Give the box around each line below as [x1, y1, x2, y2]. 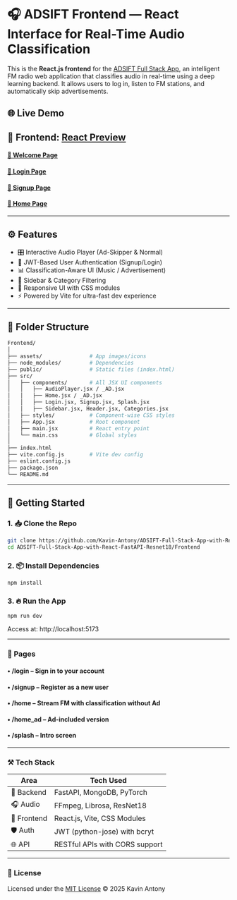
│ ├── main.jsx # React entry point [7, 425, 150, 432]
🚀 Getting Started [7, 497, 85, 509]
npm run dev [7, 612, 42, 619]
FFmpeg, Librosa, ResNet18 [54, 801, 147, 810]
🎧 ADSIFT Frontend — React [7, 6, 179, 23]
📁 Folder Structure [7, 321, 90, 333]
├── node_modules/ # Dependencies [7, 359, 134, 366]
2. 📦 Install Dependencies [7, 561, 100, 571]
